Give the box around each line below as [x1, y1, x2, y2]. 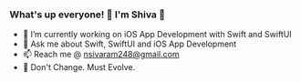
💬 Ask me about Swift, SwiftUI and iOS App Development [22, 38, 237, 49]
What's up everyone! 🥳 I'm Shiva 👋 [9, 8, 166, 21]
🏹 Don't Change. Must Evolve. [22, 62, 136, 73]
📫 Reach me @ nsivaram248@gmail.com [22, 49, 180, 60]
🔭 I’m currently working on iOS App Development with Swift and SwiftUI [22, 29, 292, 40]
